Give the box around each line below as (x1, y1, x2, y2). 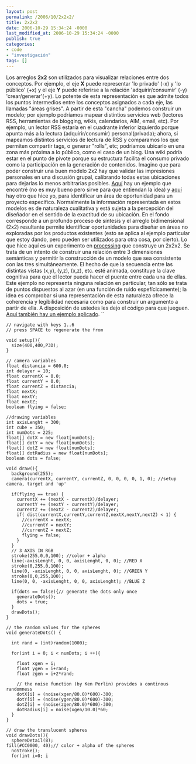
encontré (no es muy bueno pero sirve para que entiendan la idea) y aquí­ (6, 186, 183, 193)
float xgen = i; (16, 660, 57, 666)
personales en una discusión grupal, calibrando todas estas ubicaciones (6, 174, 181, 181)
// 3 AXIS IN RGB (11, 548, 54, 554)
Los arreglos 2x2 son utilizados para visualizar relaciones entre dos (6, 74, 170, 81)
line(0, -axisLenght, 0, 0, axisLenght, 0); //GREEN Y (11, 568, 148, 574)
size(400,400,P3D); (11, 342, 59, 348)
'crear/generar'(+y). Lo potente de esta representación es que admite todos (6, 92, 189, 100)
